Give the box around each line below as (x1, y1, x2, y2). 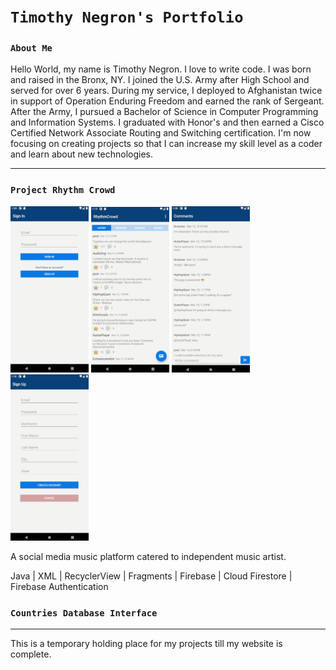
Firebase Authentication (10, 581, 109, 593)
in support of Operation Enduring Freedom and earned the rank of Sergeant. (10, 95, 325, 107)
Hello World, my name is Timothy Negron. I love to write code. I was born (10, 63, 312, 75)
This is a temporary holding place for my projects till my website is (10, 638, 283, 650)
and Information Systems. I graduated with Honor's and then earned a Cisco (10, 116, 325, 129)
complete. (10, 648, 52, 660)
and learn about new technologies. (10, 148, 153, 160)
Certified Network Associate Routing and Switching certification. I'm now (10, 127, 312, 139)
